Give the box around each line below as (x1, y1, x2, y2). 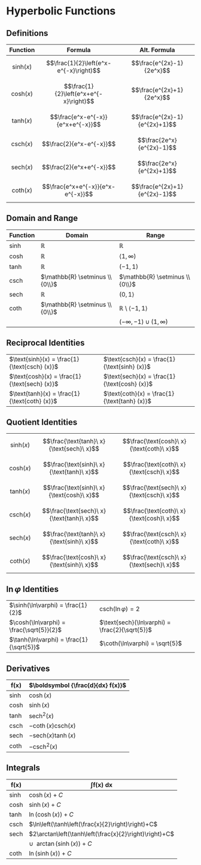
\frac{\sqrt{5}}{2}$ (9, 626, 62, 634)
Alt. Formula (139, 46, 175, 54)
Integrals (6, 763, 41, 773)
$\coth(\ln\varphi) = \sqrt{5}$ (99, 639, 182, 648)
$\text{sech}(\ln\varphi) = (99, 618, 171, 627)
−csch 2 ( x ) (29, 741, 58, 751)
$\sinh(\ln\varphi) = (9, 601, 64, 609)
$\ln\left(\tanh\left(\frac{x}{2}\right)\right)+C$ (29, 819, 158, 828)
